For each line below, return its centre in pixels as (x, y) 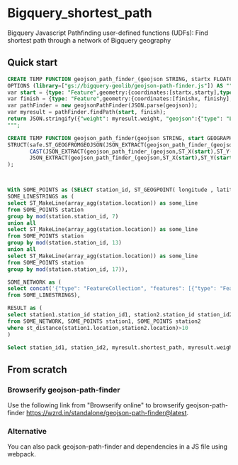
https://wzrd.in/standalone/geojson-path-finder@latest (106, 413)
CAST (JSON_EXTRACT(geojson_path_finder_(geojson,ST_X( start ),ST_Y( (131, 151)
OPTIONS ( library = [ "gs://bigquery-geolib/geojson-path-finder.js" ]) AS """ (121, 86)
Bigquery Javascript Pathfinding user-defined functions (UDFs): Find (108, 33)
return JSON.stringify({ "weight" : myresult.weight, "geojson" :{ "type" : (115, 119)
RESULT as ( (25, 308)
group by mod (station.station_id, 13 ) (64, 243)
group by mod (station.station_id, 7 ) (63, 216)
